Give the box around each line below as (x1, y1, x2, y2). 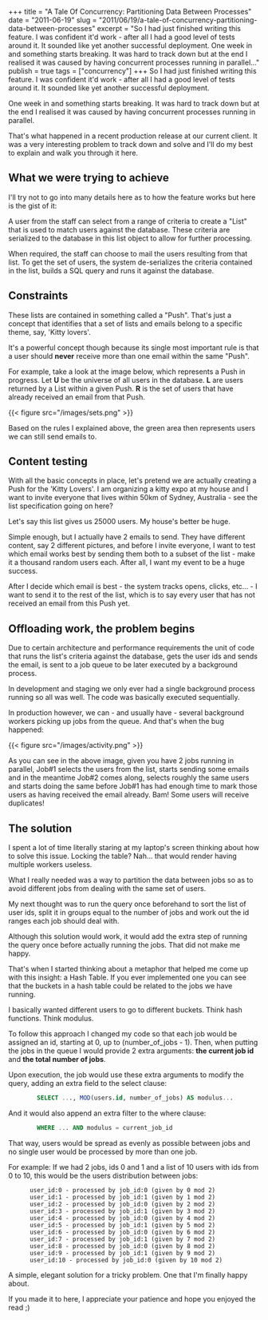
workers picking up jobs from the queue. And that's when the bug (8, 717, 225, 726)
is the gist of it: (8, 201, 57, 210)
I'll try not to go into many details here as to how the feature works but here (8, 192, 256, 202)
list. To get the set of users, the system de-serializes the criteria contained (8, 257, 253, 267)
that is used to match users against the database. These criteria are (8, 225, 231, 234)
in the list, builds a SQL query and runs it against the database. (8, 265, 215, 275)
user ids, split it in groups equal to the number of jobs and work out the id (8, 908, 250, 917)
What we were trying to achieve (8, 171, 170, 185)
